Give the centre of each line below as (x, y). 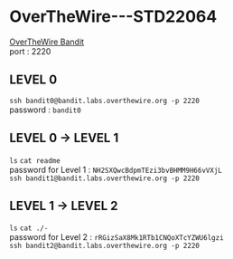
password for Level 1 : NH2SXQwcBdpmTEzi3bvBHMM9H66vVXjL (116, 169)
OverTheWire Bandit (47, 42)
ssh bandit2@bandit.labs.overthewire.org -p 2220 (105, 246)
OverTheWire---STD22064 (113, 17)
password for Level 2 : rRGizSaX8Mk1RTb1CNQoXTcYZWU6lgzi (116, 237)
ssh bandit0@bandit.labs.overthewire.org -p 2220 (105, 101)
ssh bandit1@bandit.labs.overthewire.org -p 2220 (105, 178)
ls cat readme (35, 160)
